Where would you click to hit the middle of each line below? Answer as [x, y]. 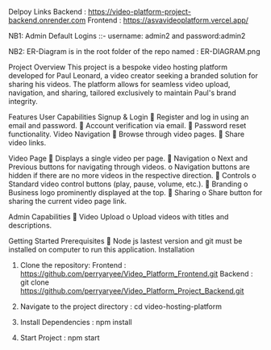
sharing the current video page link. [68, 201]
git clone [35, 282]
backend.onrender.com [47, 20]
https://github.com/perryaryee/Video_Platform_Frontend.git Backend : [136, 274]
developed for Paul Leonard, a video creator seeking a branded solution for [133, 75]
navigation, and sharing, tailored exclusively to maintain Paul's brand [122, 93]
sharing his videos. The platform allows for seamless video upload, [119, 84]
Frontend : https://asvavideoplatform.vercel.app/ [168, 20]
